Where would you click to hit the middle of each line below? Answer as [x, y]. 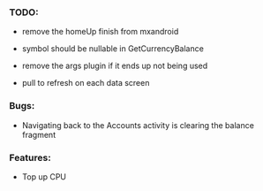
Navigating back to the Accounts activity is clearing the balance [138, 125]
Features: [30, 157]
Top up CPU [44, 176]
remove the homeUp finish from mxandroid [100, 32]
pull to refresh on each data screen [86, 83]
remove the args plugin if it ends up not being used [115, 66]
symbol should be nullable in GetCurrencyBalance [113, 49]
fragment [38, 134]
